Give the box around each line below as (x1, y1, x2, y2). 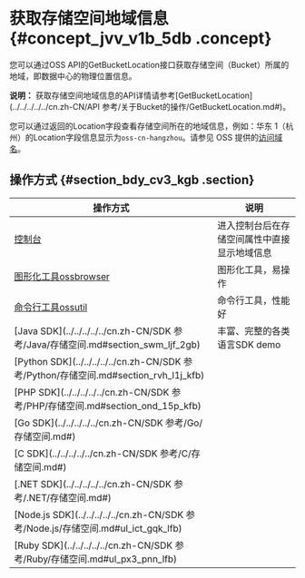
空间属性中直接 (226, 232, 290, 245)
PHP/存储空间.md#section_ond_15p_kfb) (25, 399, 202, 412)
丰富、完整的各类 (217, 324, 290, 337)
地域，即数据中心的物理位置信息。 (9, 70, 137, 82)
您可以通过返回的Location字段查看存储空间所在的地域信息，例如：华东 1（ (9, 120, 286, 132)
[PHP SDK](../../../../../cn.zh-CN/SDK (14, 386, 170, 398)
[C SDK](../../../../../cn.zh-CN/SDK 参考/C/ (14, 446, 192, 459)
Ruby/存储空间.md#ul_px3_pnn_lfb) (25, 553, 178, 565)
